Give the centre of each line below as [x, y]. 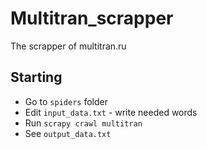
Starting [36, 77]
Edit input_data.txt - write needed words [111, 112]
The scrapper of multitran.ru [68, 46]
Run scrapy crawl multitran [83, 123]
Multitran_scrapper [92, 18]
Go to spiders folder [66, 101]
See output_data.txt [68, 133]
